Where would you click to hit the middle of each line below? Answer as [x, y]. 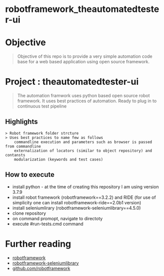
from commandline [23, 146]
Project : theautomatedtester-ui [72, 82]
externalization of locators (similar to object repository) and [83, 150]
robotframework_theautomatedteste [82, 9]
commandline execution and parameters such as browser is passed [83, 142]
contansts [15, 155]
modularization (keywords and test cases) [59, 159]
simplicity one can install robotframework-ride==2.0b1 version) [77, 202]
